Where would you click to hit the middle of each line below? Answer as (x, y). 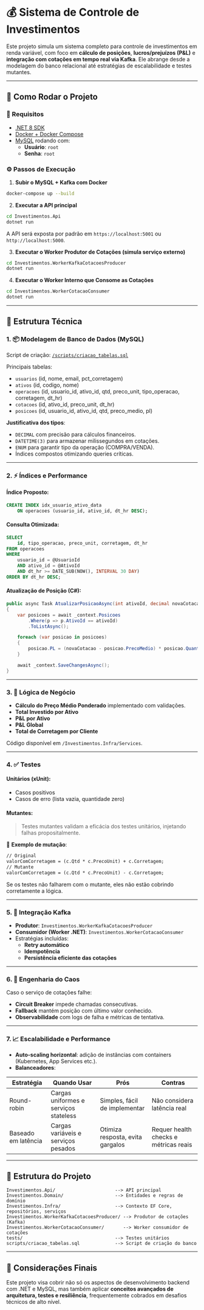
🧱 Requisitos (25, 114)
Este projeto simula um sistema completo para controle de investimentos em (102, 46)
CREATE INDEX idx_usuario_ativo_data (54, 505)
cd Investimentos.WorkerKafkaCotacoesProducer (66, 263)
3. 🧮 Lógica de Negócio (41, 692)
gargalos (112, 1145)
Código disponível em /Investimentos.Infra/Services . (74, 743)
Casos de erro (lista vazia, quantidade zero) (70, 799)
